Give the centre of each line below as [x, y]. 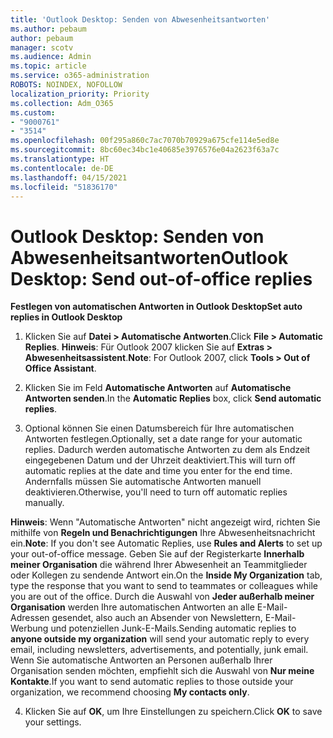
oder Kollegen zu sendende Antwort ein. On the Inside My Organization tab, [166, 575]
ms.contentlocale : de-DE [62, 168]
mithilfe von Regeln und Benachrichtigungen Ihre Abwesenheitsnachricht [163, 533]
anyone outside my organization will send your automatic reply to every [160, 639]
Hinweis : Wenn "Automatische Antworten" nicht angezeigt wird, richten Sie [165, 522]
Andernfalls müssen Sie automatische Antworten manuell [143, 482]
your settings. [53, 722]
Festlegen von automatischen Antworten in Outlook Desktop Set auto [156, 307]
